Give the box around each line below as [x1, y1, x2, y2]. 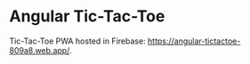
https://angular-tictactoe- [147, 36, 241, 46]
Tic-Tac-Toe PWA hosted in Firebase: [9, 36, 146, 46]
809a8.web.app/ [9, 44, 69, 55]
